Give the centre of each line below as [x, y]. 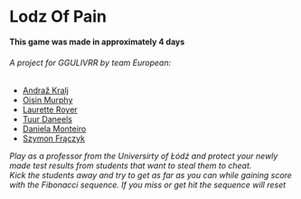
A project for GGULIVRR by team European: [90, 62]
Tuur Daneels [47, 119]
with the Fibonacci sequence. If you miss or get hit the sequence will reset [148, 185]
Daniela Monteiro [54, 129]
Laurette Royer [50, 109]
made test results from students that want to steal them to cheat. [131, 166]
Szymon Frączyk [54, 138]
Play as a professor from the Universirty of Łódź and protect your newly [144, 156]
